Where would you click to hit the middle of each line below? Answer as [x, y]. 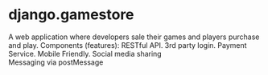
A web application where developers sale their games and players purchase [134, 37]
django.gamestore [71, 15]
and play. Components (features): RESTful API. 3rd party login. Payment [128, 45]
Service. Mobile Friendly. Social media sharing [85, 53]
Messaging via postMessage [56, 62]
